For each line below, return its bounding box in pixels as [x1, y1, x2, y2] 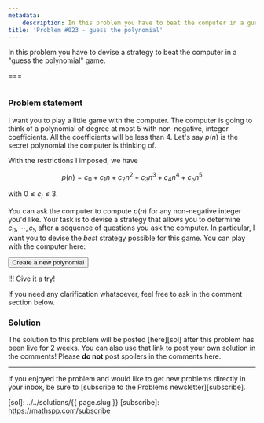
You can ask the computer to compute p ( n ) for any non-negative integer [8, 206, 242, 216]
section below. [8, 297, 55, 307]
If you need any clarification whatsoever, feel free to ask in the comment [8, 289, 242, 298]
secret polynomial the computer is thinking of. [8, 140, 157, 150]
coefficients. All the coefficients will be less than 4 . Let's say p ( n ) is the [8, 132, 238, 141]
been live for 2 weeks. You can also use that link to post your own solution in [8, 343, 256, 353]
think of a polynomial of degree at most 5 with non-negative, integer [8, 123, 229, 133]
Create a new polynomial [12, 258, 85, 267]
